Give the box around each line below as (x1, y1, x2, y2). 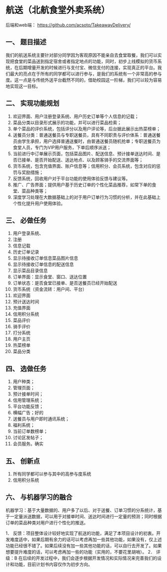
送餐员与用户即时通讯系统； (12, 416, 70, 422)
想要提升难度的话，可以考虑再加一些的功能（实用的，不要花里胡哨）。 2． (5, 549, 155, 555)
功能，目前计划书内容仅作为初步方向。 (14, 561, 93, 567)
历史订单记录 (12, 249, 39, 255)
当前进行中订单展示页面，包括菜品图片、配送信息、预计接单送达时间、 (12, 150, 157, 157)
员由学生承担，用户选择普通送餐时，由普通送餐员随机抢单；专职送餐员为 (12, 138, 161, 144)
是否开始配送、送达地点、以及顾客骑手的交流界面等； (34, 157, 143, 163)
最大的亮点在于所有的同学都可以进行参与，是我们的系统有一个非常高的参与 (9, 71, 162, 77)
